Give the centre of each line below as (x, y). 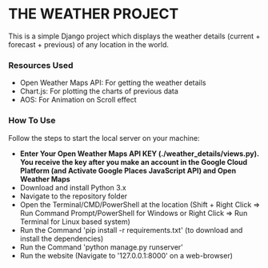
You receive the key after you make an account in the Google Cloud (134, 162)
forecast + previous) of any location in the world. (89, 44)
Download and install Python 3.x (73, 187)
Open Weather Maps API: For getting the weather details (113, 83)
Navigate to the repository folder (74, 196)
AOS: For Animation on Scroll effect (78, 100)
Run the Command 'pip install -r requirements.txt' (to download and (131, 230)
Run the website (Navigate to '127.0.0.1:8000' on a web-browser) (126, 255)
